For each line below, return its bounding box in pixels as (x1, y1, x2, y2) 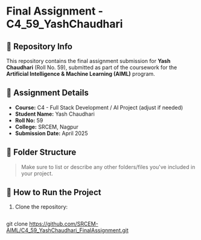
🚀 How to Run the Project (6, 187, 101, 198)
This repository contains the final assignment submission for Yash (6, 58, 171, 64)
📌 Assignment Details (6, 88, 89, 98)
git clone (6, 220, 28, 228)
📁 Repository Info (6, 41, 72, 52)
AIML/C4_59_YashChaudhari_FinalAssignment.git (6, 227, 129, 234)
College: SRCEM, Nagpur (14, 123, 78, 130)
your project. (21, 170, 53, 177)
